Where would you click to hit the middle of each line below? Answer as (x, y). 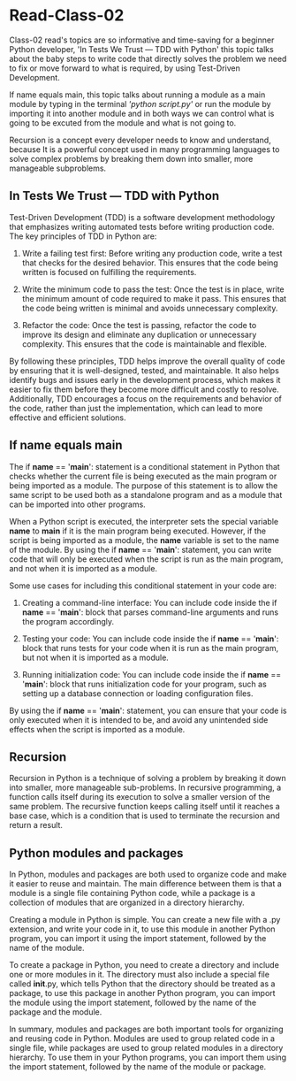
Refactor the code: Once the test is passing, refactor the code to (139, 325)
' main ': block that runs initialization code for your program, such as (144, 684)
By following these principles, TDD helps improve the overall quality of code (147, 361)
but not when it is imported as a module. (95, 657)
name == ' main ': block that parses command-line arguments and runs (150, 612)
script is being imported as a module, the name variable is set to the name (144, 540)
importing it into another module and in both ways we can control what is (142, 113)
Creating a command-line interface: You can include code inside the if (149, 602)
